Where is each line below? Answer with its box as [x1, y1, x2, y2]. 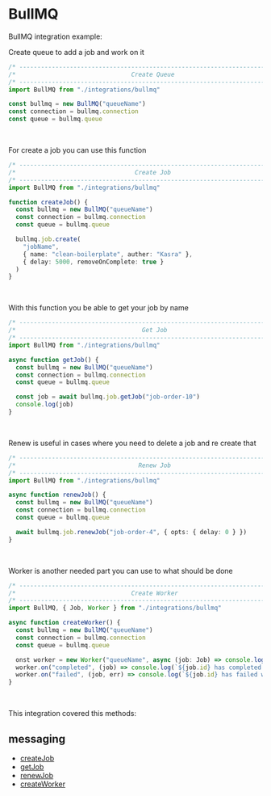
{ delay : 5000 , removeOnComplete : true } [23, 258, 164, 266]
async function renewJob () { [8, 491, 106, 499]
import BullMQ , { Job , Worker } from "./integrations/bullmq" [8, 604, 222, 613]
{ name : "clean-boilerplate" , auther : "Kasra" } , [23, 250, 194, 259]
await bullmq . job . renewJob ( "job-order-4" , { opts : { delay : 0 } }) [15, 528, 248, 536]
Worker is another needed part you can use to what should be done [8, 566, 233, 575]
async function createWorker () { [8, 619, 121, 627]
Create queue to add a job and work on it [8, 47, 145, 57]
